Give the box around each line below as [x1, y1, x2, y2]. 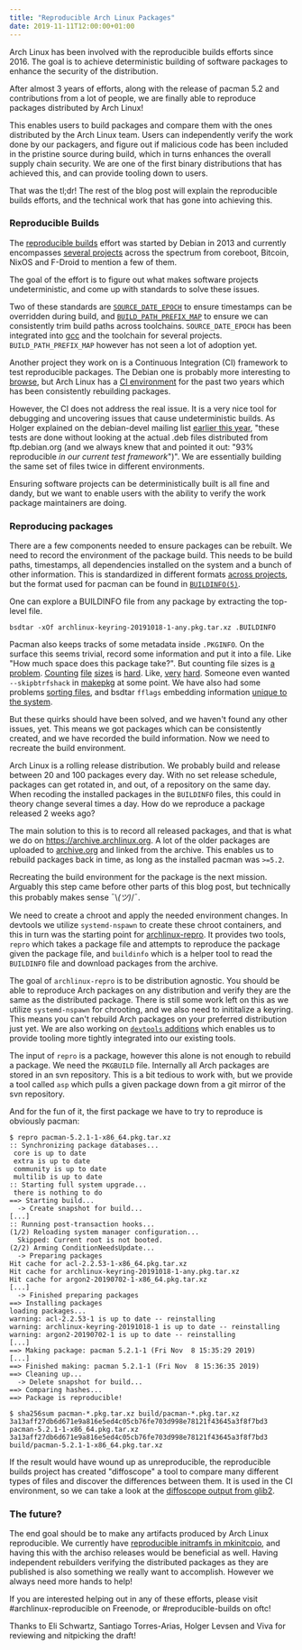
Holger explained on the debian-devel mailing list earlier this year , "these [9, 422, 279, 433]
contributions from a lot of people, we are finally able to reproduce [9, 92, 257, 104]
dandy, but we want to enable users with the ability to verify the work [9, 488, 266, 499]
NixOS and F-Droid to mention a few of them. [9, 256, 178, 267]
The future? [9, 1508, 62, 1520]
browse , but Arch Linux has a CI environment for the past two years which [9, 376, 285, 387]
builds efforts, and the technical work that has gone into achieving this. [9, 195, 273, 206]
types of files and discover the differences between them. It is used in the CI [9, 1476, 293, 1487]
